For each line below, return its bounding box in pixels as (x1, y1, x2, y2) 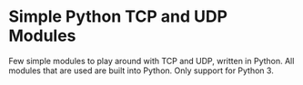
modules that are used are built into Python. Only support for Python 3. (8, 65, 274, 76)
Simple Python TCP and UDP (8, 6, 228, 27)
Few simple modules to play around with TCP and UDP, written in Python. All (8, 55, 295, 66)
